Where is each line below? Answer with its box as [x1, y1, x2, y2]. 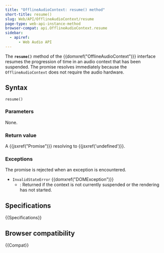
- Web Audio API [18, 40, 52, 45]
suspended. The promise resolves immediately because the [5, 64, 127, 70]
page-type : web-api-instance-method [5, 21, 81, 26]
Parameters [5, 108, 34, 115]
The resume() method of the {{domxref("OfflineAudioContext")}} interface [5, 53, 156, 59]
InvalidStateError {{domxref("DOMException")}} [12, 176, 114, 182]
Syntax [5, 84, 28, 92]
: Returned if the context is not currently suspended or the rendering [19, 182, 160, 188]
